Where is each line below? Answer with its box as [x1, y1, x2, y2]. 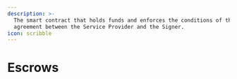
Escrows [7, 60, 59, 76]
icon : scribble [7, 29, 52, 37]
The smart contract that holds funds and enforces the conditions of [13, 17, 222, 24]
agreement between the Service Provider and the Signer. [13, 23, 185, 30]
